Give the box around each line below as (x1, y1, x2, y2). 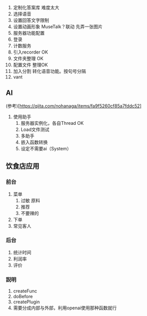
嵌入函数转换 (20, 139, 48, 145)
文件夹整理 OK (13, 56, 44, 61)
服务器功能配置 (13, 30, 45, 36)
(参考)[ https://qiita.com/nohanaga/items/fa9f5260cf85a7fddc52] (6, 102, 142, 109)
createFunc (13, 288, 37, 294)
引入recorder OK (13, 49, 48, 55)
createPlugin (13, 299, 40, 305)
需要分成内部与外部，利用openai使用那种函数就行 (13, 305, 117, 311)
